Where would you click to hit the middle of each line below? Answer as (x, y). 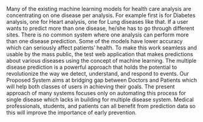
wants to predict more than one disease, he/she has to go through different (100, 28)
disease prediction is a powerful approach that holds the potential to (92, 67)
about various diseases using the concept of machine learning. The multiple (101, 61)
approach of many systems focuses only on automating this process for (96, 93)
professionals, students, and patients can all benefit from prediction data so (101, 106)
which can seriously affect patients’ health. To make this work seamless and (102, 48)
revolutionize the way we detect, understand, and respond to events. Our (98, 74)
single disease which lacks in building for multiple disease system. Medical (100, 99)
